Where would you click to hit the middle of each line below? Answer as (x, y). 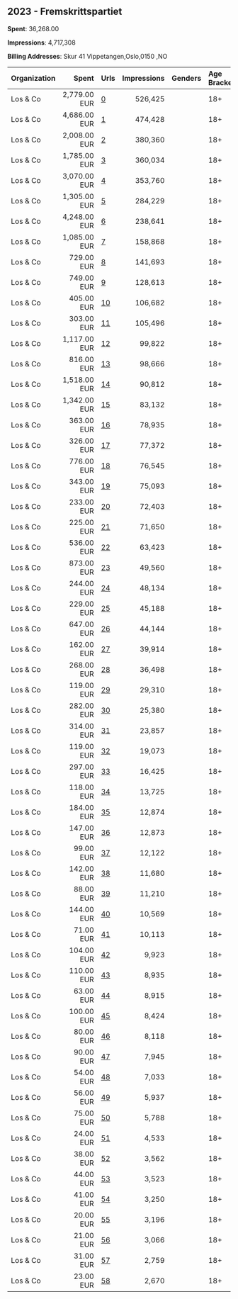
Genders (187, 78)
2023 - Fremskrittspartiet (65, 12)
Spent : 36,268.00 (33, 28)
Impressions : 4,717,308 (41, 43)
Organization (33, 78)
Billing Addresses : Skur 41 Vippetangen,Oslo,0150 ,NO (87, 56)
